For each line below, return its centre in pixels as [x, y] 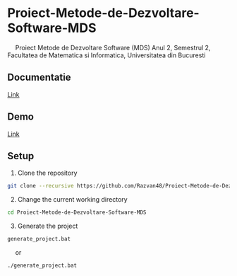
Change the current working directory [73, 200]
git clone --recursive [41, 186]
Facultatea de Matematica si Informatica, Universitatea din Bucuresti [107, 55]
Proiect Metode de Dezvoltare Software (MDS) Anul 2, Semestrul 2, [113, 47]
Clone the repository [47, 173]
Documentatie [39, 77]
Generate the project [48, 226]
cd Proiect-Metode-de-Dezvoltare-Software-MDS [77, 213]
